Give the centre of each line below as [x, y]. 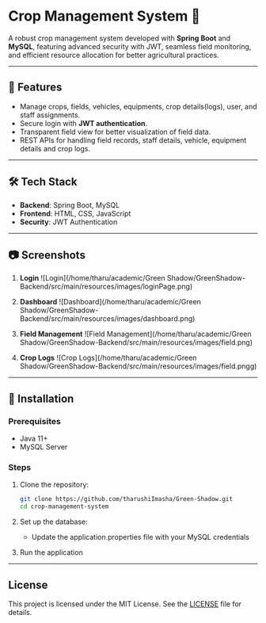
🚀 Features [35, 88]
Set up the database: [54, 522]
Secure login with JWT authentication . [84, 123]
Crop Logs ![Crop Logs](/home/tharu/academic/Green [108, 358]
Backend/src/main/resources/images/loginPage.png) [106, 287]
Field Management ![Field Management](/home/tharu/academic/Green [135, 334]
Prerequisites [34, 421]
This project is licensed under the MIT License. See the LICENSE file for [125, 604]
